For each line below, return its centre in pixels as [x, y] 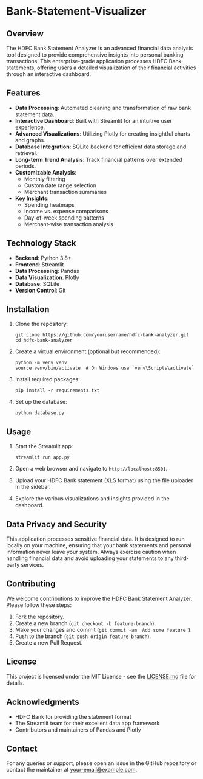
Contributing [31, 584]
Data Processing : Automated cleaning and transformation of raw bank [103, 108]
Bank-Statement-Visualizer [76, 11]
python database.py [40, 413]
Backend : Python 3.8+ [43, 258]
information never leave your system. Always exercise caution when [91, 552]
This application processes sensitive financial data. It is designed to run [95, 539]
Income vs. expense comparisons [66, 211]
